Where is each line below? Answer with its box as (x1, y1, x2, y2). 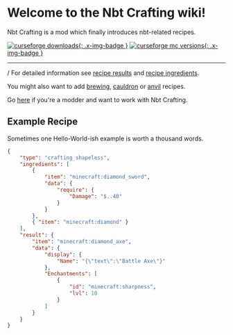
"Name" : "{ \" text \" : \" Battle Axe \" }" (56, 257, 166, 265)
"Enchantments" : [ (44, 270, 98, 277)
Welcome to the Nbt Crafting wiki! (7, 5, 206, 21)
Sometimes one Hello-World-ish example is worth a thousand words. (7, 134, 204, 142)
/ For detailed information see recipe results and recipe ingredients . (7, 68, 200, 77)
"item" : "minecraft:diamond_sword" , (44, 174, 150, 181)
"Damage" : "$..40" (69, 193, 123, 199)
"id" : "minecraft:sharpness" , (69, 284, 157, 291)
